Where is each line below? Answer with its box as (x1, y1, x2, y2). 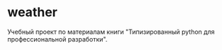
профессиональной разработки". (7, 35, 108, 43)
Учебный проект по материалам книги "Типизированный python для (7, 27, 215, 36)
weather (7, 4, 58, 20)
